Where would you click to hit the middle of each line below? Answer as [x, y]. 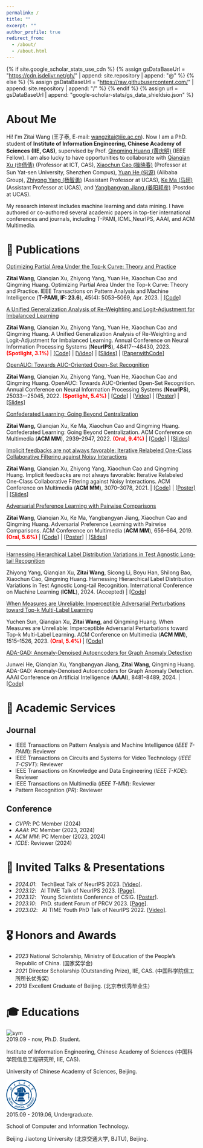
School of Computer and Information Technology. [68, 1126]
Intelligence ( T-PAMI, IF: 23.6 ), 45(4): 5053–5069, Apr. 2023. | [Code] [94, 297]
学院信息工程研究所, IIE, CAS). [43, 1060]
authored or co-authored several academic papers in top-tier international [98, 212]
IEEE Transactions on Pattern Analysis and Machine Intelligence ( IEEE [101, 745]
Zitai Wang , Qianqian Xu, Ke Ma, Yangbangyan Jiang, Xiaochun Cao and [97, 517]
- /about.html [29, 51]
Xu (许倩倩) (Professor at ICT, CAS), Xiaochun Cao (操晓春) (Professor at [97, 165]
